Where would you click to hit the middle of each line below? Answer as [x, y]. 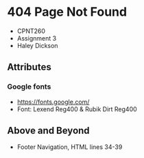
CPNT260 [31, 31]
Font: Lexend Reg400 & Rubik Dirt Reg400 [77, 109]
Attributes [29, 67]
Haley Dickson [37, 45]
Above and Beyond [49, 131]
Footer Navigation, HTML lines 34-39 [70, 147]
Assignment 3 [37, 38]
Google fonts [29, 87]
